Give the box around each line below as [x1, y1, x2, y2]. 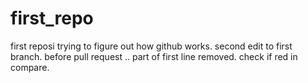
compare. [10, 61, 50, 73]
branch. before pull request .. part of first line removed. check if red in [10, 50, 298, 62]
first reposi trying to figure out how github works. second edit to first [10, 40, 293, 52]
